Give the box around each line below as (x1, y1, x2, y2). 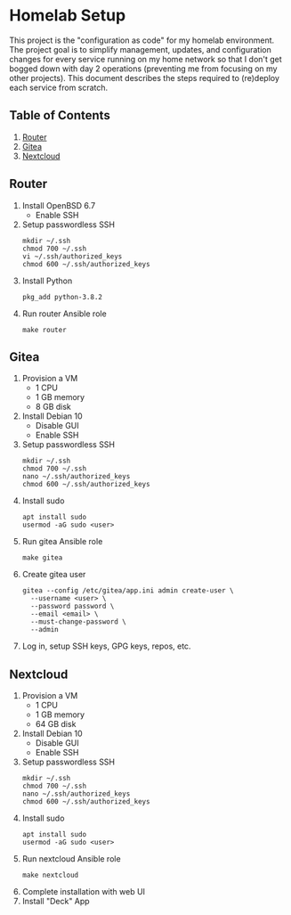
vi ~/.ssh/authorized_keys (21, 251, 123, 261)
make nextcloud (21, 870, 79, 880)
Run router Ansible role (21, 308, 107, 319)
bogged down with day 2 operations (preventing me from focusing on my (9, 63, 278, 74)
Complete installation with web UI (21, 886, 145, 897)
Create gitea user (21, 569, 86, 580)
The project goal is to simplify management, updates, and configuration (9, 44, 271, 54)
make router (21, 325, 67, 334)
